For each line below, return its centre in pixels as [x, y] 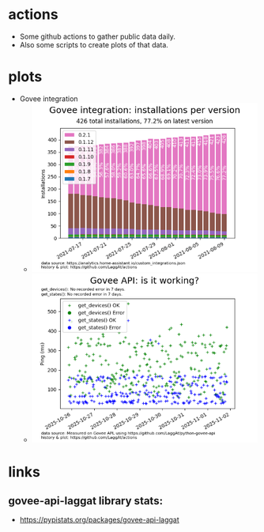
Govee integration [49, 98]
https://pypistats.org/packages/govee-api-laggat [99, 520]
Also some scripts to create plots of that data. [94, 44]
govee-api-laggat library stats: [86, 501]
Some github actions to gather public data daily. [98, 36]
